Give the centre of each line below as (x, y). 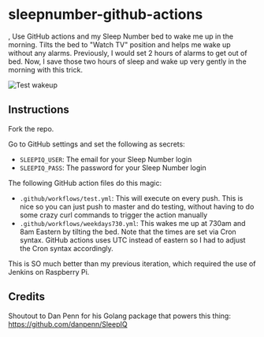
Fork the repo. (31, 128)
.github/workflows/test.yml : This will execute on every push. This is (131, 198)
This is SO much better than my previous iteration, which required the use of (132, 263)
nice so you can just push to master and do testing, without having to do (137, 206)
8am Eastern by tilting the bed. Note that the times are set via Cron (128, 231)
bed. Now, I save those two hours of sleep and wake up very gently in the (127, 61)
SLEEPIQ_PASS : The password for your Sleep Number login (113, 168)
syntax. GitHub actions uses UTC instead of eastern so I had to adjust (132, 240)
